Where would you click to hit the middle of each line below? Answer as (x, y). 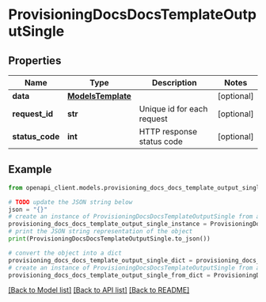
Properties (35, 60)
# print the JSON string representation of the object (101, 232)
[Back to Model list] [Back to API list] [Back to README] (99, 290)
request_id (33, 114)
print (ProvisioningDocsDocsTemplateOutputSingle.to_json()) (110, 239)
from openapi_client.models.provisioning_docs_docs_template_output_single (136, 187)
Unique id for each (173, 109)
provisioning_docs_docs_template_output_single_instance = (108, 224)
